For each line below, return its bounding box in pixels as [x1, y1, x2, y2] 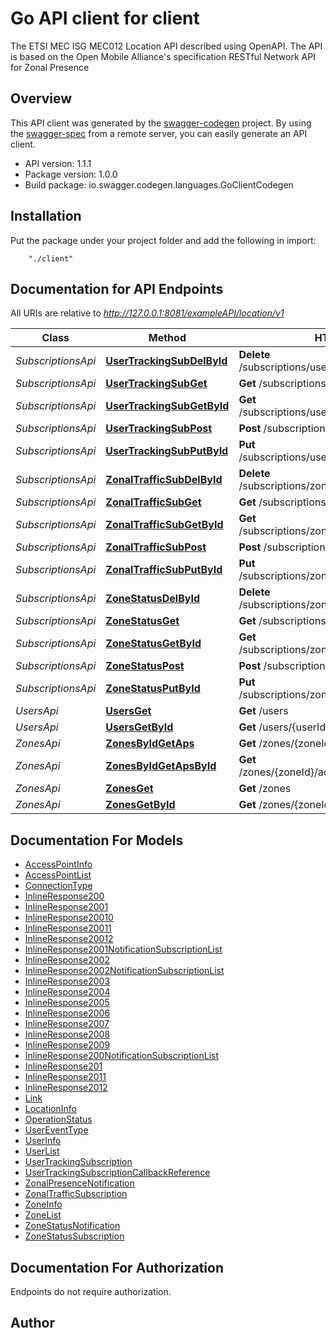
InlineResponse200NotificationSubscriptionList [24, 1050, 220, 1062]
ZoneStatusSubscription [24, 1230, 125, 1242]
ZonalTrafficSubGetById [105, 518, 224, 532]
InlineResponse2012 [24, 1082, 108, 1094]
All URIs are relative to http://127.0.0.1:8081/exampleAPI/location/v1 [10, 307, 285, 319]
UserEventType [24, 1124, 89, 1136]
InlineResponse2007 [24, 1018, 110, 1030]
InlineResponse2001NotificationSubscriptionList [24, 943, 223, 956]
